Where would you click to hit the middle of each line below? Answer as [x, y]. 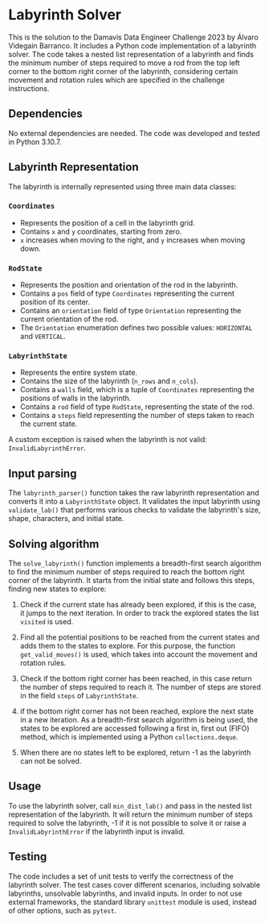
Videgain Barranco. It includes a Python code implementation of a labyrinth [132, 45]
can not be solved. [51, 761]
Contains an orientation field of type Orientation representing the [130, 311]
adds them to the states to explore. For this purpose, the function [127, 646]
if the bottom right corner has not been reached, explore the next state [137, 711]
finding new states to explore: [57, 589]
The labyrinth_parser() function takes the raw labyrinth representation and [134, 493]
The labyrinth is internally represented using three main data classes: [122, 186]
